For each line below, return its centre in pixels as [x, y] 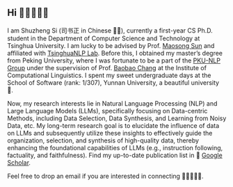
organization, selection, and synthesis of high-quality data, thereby [103, 140]
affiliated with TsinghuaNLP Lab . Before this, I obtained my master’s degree [115, 53]
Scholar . [19, 162]
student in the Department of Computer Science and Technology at [104, 38]
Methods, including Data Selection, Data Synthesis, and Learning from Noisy [117, 118]
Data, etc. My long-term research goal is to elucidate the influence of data [113, 125]
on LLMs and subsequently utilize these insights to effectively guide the [110, 133]
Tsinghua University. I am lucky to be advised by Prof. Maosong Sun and [111, 45]
